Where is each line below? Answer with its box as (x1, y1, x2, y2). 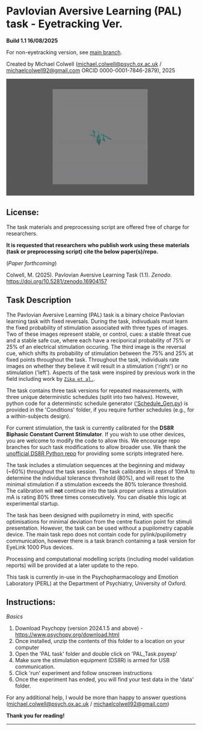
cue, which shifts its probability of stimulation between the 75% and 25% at (6, 350, 194, 357)
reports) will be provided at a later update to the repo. (6, 562, 139, 569)
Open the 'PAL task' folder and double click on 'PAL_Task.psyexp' (14, 650, 178, 657)
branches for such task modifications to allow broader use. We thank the (6, 443, 186, 450)
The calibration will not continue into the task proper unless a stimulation (6, 487, 186, 494)
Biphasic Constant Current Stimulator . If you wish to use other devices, (6, 430, 186, 438)
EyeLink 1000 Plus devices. (6, 544, 74, 551)
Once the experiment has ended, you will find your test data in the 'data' (14, 676, 194, 683)
